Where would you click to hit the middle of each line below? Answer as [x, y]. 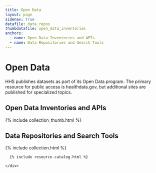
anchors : [14, 33]
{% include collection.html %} [36, 148]
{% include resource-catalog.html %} [49, 157]
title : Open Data [23, 10]
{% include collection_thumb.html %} [43, 120]
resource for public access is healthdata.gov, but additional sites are [75, 86]
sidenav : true [20, 19]
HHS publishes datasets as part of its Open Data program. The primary [78, 81]
